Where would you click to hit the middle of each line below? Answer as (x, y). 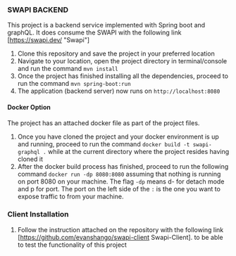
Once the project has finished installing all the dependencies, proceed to (123, 76)
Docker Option (29, 107)
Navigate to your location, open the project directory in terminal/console (122, 61)
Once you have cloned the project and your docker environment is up (118, 136)
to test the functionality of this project (72, 245)
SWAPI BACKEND (38, 10)
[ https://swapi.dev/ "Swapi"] (49, 40)
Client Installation (38, 215)
